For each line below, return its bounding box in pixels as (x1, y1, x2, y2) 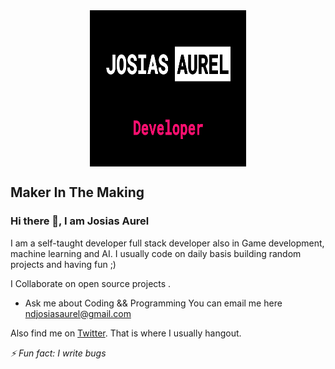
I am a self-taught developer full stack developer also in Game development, (10, 237, 325, 249)
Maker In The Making (10, 184, 145, 201)
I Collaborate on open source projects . (10, 277, 172, 289)
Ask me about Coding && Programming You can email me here (24, 297, 283, 309)
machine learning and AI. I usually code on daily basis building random (10, 247, 302, 259)
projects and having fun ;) (10, 258, 117, 270)
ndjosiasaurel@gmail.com (24, 307, 132, 319)
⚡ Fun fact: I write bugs (10, 347, 107, 359)
